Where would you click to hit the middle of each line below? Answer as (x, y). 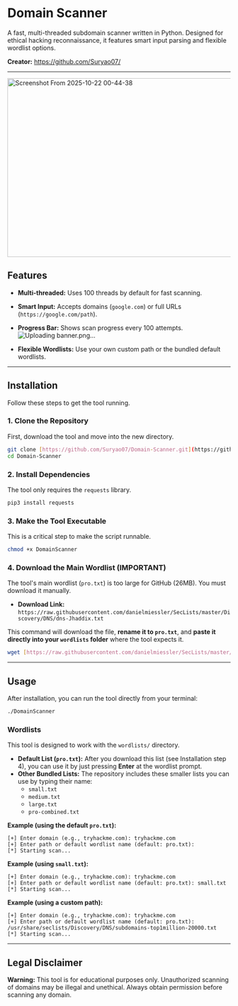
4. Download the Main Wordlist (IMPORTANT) (87, 567)
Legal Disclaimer (45, 962)
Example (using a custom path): (55, 902)
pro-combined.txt (54, 812)
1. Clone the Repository (48, 421)
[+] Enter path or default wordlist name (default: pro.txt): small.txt (117, 883)
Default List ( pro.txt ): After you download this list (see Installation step (122, 759)
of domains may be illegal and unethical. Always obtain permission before (115, 987)
